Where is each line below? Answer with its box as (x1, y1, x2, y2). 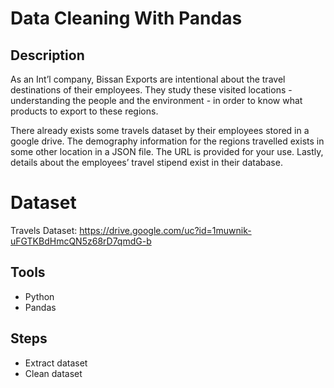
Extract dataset (24, 357, 88, 369)
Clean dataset (24, 367, 83, 379)
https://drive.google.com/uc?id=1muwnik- (79, 224, 252, 236)
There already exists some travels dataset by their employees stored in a (10, 125, 310, 136)
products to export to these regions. (10, 105, 159, 117)
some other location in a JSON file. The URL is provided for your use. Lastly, (10, 146, 324, 157)
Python (24, 290, 55, 302)
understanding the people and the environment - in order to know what (10, 95, 303, 106)
